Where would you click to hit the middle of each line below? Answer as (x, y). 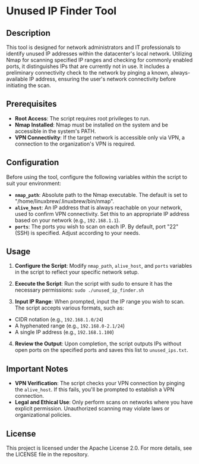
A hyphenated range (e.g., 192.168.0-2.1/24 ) (70, 326)
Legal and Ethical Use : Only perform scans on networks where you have (104, 402)
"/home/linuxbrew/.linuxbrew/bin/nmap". (64, 201)
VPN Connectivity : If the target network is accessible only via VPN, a (100, 137)
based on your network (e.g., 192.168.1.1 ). (67, 220)
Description (28, 33)
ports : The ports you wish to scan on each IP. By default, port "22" (97, 226)
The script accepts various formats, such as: (70, 308)
